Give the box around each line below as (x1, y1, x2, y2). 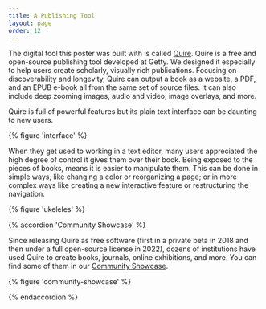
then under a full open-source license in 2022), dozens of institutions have (8, 244, 256, 254)
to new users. (8, 116, 54, 125)
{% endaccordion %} (8, 292, 79, 302)
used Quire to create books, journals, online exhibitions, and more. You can (8, 253, 257, 262)
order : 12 (8, 26, 42, 35)
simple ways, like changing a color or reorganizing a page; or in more (8, 172, 237, 181)
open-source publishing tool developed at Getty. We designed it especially (8, 57, 256, 67)
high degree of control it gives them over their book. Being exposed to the (8, 155, 253, 165)
